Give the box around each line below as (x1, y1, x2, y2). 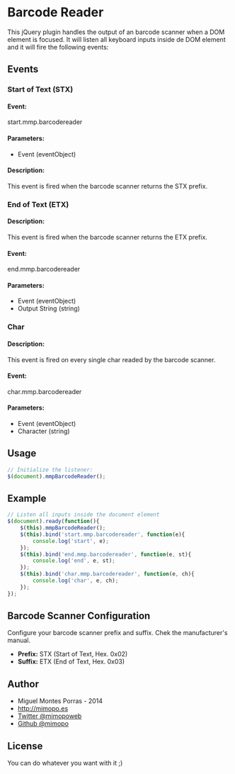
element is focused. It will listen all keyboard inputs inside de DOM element (7, 35, 226, 43)
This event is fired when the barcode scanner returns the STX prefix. (7, 181, 208, 190)
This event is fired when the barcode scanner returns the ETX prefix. (7, 232, 207, 241)
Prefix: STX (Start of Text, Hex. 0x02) (17, 650, 128, 658)
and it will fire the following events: (7, 43, 109, 51)
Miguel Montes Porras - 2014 (17, 697, 103, 705)
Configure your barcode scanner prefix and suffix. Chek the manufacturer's (7, 629, 228, 637)
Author (7, 678, 39, 690)
